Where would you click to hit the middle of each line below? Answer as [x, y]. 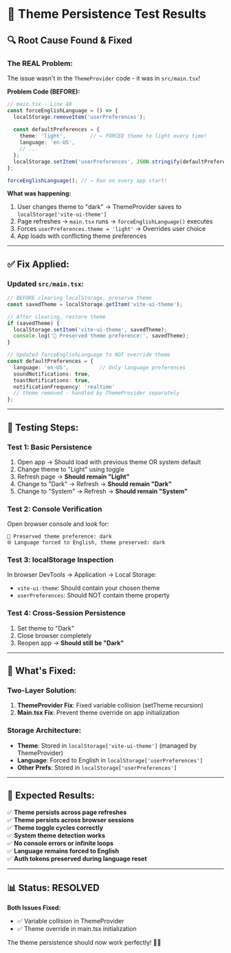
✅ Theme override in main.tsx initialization [77, 929]
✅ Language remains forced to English [63, 851]
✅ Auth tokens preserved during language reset [77, 858]
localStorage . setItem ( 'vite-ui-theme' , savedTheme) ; [90, 329]
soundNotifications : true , [52, 374]
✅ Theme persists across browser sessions [70, 820]
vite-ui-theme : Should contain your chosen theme [88, 588]
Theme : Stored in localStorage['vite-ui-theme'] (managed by [107, 745]
